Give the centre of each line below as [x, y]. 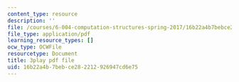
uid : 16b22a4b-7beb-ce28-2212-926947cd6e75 [73, 67]
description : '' [31, 21]
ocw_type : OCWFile [34, 47]
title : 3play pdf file [41, 61]
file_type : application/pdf [49, 34]
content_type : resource [43, 14]
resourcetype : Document [43, 54]
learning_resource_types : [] [51, 41]
